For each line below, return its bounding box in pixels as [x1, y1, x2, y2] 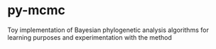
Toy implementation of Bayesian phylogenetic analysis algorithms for [7, 26, 210, 34]
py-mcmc [7, 2, 66, 18]
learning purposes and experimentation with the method [7, 33, 172, 41]
